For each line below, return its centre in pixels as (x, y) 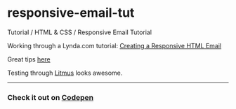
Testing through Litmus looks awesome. (65, 73)
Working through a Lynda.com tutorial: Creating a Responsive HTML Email (114, 45)
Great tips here (29, 59)
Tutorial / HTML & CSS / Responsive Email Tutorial (80, 32)
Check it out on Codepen (50, 97)
